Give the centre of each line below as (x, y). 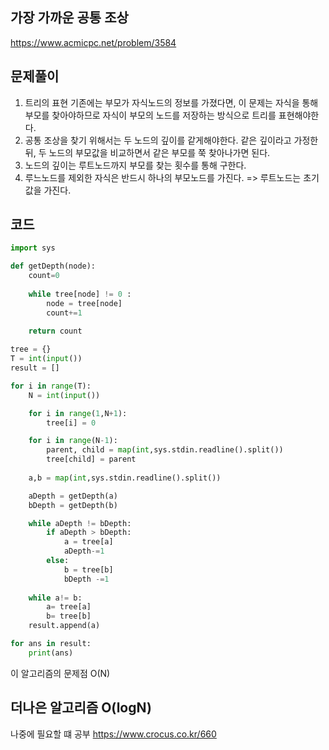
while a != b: (55, 598)
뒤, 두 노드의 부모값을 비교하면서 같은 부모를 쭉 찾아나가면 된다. (147, 152)
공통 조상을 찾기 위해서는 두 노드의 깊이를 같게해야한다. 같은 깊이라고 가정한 (171, 140)
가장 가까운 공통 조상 (69, 18)
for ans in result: (51, 644)
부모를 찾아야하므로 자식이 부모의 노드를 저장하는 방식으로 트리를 (150, 115)
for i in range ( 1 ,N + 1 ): (78, 413)
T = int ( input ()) (46, 359)
